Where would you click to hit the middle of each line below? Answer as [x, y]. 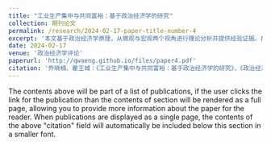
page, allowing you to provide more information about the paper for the [126, 108]
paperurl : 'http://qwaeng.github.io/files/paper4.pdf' [102, 61]
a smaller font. [32, 134]
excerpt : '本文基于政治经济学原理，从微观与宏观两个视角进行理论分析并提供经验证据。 [134, 38]
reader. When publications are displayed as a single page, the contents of [131, 117]
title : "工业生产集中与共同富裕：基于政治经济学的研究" [91, 16]
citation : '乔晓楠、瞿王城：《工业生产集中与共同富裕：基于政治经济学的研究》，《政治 [132, 68]
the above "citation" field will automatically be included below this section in [135, 125]
